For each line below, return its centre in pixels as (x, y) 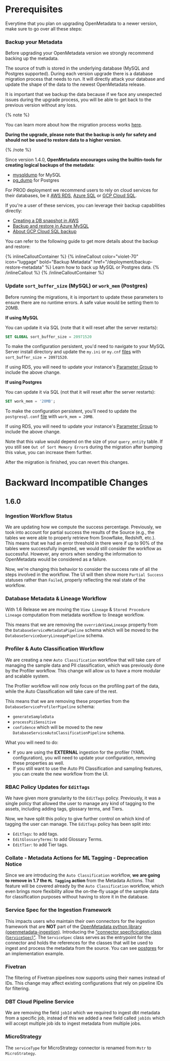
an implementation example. (35, 953)
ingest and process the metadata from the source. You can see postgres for (84, 948)
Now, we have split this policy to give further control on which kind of (78, 819)
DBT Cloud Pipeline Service (40, 1002)
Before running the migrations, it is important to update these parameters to (84, 297)
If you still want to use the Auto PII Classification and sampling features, (88, 768)
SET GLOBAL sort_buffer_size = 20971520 (49, 337)
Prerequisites (34, 9)
